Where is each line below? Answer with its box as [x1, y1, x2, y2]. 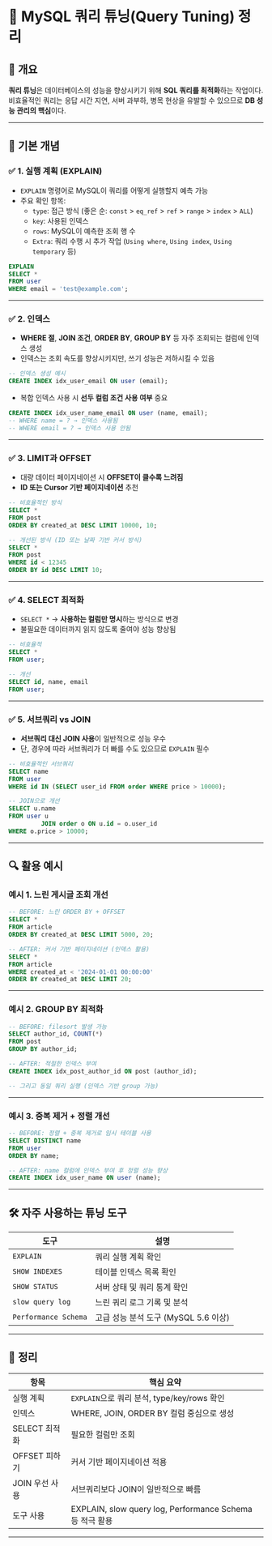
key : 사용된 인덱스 [32, 216, 89, 225]
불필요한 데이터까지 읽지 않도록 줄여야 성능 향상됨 [19, 625, 176, 634]
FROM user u [8, 812, 49, 821]
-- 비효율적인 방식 [8, 499, 62, 507]
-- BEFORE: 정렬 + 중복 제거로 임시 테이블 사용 [8, 1130, 152, 1138]
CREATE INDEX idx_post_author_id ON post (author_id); [8, 1067, 198, 1075]
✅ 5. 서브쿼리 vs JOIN [8, 714, 91, 725]
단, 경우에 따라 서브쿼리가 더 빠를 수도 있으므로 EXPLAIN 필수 [19, 743, 210, 754]
